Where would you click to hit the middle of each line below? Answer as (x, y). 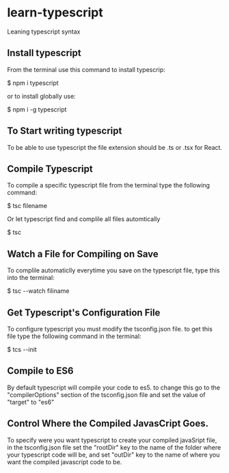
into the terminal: (31, 278)
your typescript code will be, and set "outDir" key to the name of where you (113, 455)
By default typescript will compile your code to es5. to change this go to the (114, 387)
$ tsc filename (27, 206)
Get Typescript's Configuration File (84, 312)
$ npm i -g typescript (37, 109)
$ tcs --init (22, 349)
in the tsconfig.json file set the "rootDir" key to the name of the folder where (114, 447)
